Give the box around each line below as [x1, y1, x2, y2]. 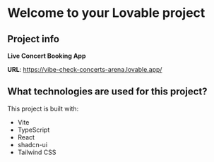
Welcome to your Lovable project [7, 5, 206, 21]
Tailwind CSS [17, 148, 57, 156]
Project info [7, 33, 60, 45]
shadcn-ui [17, 140, 48, 149]
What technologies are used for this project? [7, 86, 208, 98]
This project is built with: [7, 104, 79, 113]
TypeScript [17, 125, 50, 134]
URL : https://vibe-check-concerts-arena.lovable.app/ [7, 66, 162, 73]
